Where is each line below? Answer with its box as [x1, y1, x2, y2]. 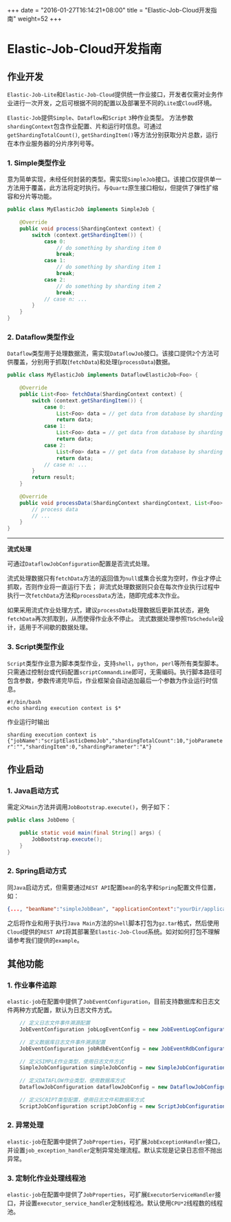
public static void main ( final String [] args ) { [19, 829, 162, 836]
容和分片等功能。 [7, 192, 56, 201]
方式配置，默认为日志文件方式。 [25, 1006, 115, 1014]
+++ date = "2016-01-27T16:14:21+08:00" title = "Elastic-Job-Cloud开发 [7, 6, 211, 14]
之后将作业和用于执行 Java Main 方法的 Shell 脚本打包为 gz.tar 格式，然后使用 [7, 919, 220, 927]
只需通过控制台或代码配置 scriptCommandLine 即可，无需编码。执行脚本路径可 [7, 667, 222, 676]
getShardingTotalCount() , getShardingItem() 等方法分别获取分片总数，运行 [7, 131, 219, 139]
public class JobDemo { [7, 817, 76, 824]
